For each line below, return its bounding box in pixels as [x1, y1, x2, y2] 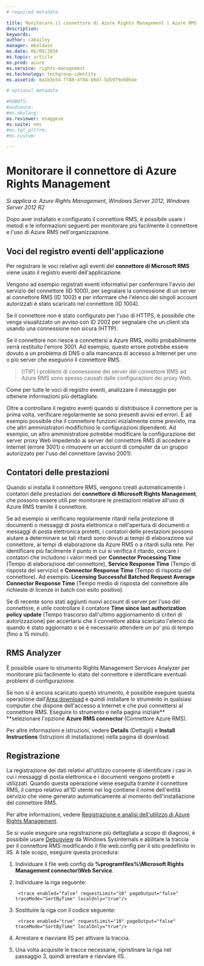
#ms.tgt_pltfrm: [6, 127, 47, 133]
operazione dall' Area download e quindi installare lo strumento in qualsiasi [6, 695, 192, 703]
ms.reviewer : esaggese [6, 115, 64, 122]
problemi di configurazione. [6, 677, 75, 684]
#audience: [6, 104, 34, 110]
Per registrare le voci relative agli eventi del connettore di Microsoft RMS [6, 263, 190, 269]
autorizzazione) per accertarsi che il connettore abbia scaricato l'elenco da [6, 617, 194, 625]
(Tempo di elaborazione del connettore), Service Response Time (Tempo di [6, 560, 196, 567]
